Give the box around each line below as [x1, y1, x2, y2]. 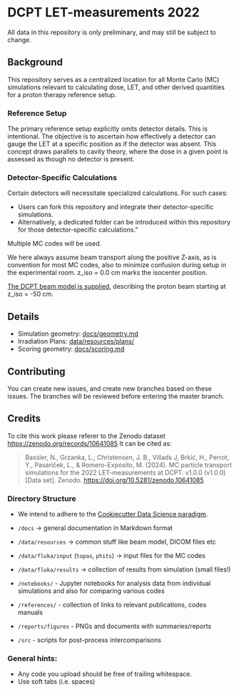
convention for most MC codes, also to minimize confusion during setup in [7, 261, 227, 269]
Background [7, 56, 63, 69]
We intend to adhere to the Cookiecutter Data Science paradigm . [17, 510, 208, 519]
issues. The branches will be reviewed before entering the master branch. [7, 392, 225, 400]
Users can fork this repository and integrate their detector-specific [17, 203, 214, 211]
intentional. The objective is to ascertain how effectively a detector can [7, 132, 216, 141]
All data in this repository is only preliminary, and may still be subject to [7, 28, 216, 36]
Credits [7, 412, 41, 425]
